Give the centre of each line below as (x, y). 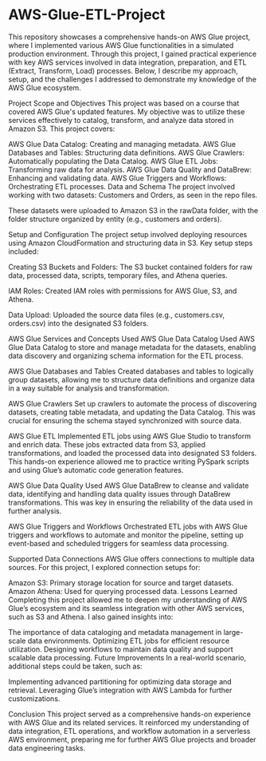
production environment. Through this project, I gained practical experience (133, 54)
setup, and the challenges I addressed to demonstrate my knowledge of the (133, 79)
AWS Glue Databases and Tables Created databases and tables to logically (131, 371)
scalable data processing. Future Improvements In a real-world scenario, (127, 657)
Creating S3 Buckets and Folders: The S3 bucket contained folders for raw (131, 267)
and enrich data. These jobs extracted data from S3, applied (107, 444)
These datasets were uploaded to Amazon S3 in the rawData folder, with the (133, 210)
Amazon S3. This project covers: (62, 129)
